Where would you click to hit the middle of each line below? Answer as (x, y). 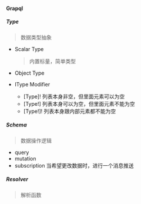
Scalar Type (29, 49)
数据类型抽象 (36, 37)
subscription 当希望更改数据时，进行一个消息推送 (74, 165)
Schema (16, 125)
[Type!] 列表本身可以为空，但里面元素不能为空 (79, 103)
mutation (25, 158)
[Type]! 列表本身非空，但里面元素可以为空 (74, 96)
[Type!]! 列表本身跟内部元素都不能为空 (70, 111)
